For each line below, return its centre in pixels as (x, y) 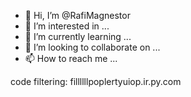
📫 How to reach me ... (71, 58)
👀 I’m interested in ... (67, 26)
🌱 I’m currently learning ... (78, 36)
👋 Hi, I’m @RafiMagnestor (77, 15)
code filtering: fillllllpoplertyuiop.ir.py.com (96, 81)
